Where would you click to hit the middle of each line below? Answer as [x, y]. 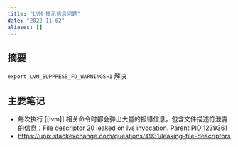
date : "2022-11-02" [36, 21]
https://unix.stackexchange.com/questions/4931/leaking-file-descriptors [124, 136]
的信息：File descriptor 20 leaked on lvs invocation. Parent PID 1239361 [122, 128]
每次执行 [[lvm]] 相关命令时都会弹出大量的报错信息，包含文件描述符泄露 [123, 119]
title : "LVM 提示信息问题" [44, 14]
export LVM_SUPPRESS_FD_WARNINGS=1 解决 [67, 76]
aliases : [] [25, 27]
